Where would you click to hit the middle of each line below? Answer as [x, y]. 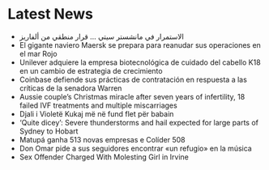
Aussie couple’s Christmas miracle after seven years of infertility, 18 [132, 96]
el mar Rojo [38, 53]
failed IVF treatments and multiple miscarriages [98, 105]
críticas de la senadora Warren [70, 88]
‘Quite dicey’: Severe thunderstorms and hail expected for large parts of [139, 122]
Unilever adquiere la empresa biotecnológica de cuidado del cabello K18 [140, 62]
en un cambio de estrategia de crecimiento [91, 70]
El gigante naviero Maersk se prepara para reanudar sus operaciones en [140, 45]
